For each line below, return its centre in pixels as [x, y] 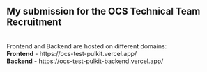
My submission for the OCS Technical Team [103, 11]
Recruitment [34, 22]
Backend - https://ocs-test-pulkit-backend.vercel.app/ [85, 61]
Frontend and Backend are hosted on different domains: [87, 46]
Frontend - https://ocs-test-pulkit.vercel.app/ [72, 53]
